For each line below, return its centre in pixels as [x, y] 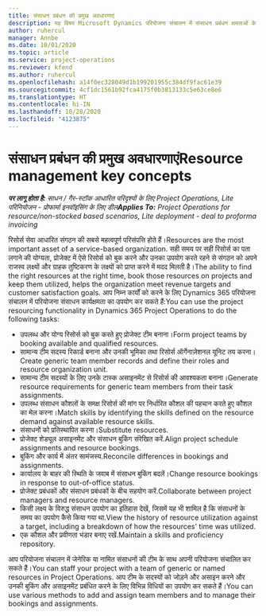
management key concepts [100, 176]
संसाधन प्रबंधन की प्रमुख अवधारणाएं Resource [126, 159]
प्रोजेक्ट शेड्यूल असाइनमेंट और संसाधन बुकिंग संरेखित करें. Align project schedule [129, 439]
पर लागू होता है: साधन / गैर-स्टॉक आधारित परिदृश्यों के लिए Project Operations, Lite [121, 198]
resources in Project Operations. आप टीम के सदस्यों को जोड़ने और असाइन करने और [127, 577]
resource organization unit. [64, 369]
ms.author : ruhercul [42, 75]
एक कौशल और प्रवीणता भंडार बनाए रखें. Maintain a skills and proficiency [121, 535]
